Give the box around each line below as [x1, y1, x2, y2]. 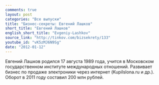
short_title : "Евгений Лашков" [5, 26, 70, 31]
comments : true [5, 7, 37, 12]
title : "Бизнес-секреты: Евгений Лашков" [5, 21, 93, 26]
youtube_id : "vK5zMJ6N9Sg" [5, 40, 61, 45]
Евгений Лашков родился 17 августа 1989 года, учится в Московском [5, 58, 154, 64]
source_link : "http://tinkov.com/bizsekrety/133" [5, 35, 111, 40]
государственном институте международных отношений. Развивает [5, 63, 152, 69]
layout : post [5, 12, 32, 17]
